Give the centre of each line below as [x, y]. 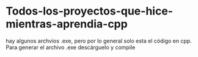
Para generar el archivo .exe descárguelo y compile [71, 47]
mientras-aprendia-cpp [67, 24]
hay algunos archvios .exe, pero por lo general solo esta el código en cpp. [99, 41]
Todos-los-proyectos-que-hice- [90, 11]
